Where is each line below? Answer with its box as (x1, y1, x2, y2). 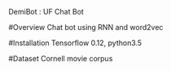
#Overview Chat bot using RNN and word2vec (8, 23, 164, 31)
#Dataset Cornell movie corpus (8, 54, 113, 63)
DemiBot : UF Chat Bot (8, 7, 84, 16)
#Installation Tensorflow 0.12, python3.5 (8, 38, 142, 48)
